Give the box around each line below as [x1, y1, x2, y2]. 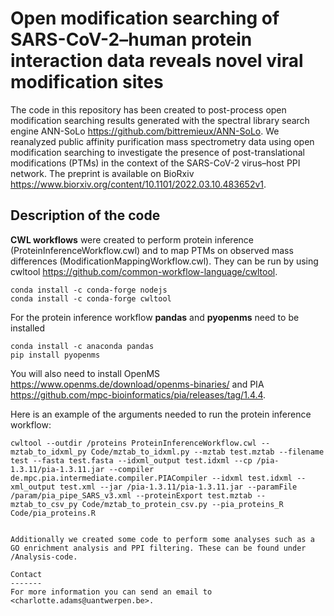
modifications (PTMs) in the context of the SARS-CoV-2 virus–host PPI [10, 157, 301, 169]
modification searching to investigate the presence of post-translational [10, 146, 305, 158]
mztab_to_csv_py [10, 499, 78, 509]
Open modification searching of [10, 7, 280, 30]
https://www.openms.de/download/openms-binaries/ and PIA [10, 378, 265, 390]
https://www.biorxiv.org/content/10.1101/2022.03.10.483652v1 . [10, 178, 267, 190]
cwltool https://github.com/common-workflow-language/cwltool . [10, 265, 278, 277]
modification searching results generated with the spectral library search [10, 114, 310, 126]
